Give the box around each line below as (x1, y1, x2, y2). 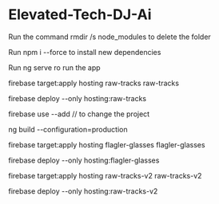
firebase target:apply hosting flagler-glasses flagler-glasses (8, 139, 205, 149)
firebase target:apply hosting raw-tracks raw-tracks (8, 78, 180, 88)
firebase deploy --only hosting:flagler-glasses (8, 155, 160, 165)
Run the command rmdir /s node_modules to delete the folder (8, 32, 212, 41)
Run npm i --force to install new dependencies (8, 47, 161, 57)
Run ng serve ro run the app (8, 62, 102, 73)
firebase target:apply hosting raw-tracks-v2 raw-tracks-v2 (8, 171, 202, 180)
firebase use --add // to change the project (8, 109, 150, 119)
